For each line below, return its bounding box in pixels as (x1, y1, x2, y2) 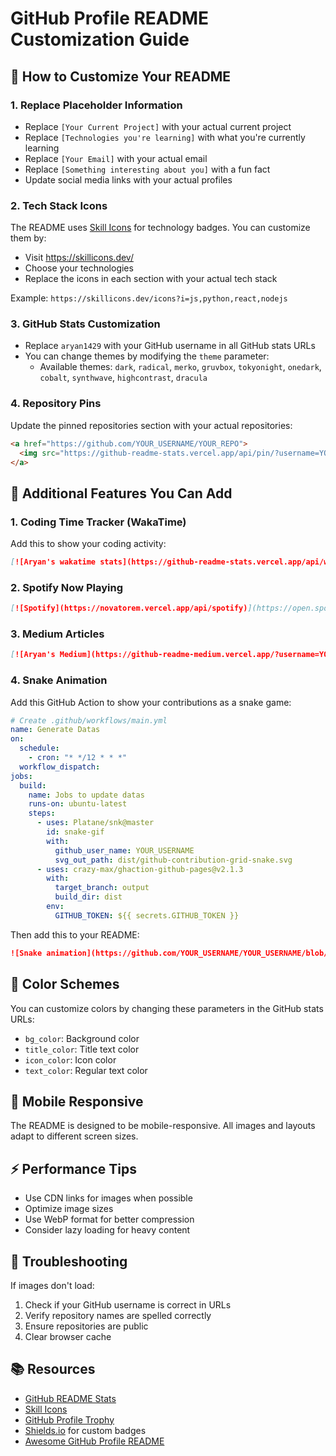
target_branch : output (54, 883, 150, 893)
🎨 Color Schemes (10, 976, 120, 993)
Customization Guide (10, 28, 190, 51)
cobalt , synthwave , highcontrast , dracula (39, 372, 208, 384)
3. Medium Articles (10, 627, 105, 641)
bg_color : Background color (24, 1032, 140, 1044)
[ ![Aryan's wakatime (10, 557, 97, 567)
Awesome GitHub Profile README (24, 1435, 165, 1447)
